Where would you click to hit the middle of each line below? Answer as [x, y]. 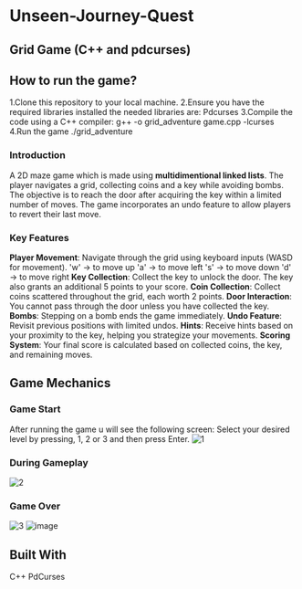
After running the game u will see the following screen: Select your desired [150, 429]
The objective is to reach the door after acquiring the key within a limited [146, 195]
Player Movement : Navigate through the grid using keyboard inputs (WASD [151, 258]
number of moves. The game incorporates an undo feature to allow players [151, 204]
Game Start [35, 409]
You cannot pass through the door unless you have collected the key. [140, 306]
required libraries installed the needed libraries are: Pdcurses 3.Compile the [151, 112]
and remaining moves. [51, 354]
